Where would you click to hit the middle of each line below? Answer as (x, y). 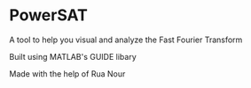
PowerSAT (49, 15)
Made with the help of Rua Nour (67, 73)
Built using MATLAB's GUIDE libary (73, 56)
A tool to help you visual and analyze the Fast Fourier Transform (126, 40)
